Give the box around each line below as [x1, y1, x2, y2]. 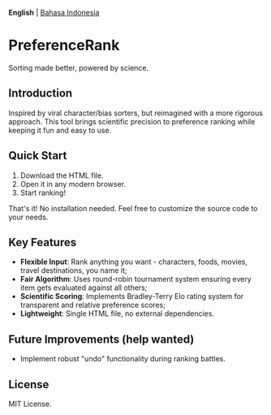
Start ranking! [19, 188, 67, 197]
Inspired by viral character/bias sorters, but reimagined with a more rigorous [8, 108, 264, 118]
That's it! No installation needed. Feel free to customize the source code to [8, 203, 258, 213]
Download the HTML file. [19, 171, 104, 180]
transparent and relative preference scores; [19, 300, 166, 310]
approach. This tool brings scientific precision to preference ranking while [8, 116, 256, 126]
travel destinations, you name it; [19, 266, 127, 275]
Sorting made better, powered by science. [8, 63, 149, 72]
